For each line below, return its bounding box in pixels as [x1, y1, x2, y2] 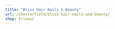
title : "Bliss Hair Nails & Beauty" [5, 7, 81, 12]
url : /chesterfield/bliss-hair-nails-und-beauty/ [5, 12, 111, 17]
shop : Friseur [5, 16, 35, 21]
